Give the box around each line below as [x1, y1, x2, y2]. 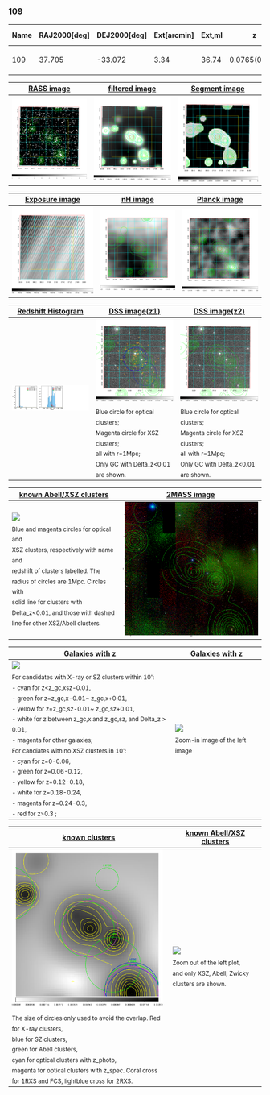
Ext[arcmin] [153, 31, 194, 40]
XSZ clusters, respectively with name [11, 545, 114, 554]
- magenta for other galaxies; [11, 736, 93, 745]
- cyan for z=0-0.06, [11, 757, 71, 765]
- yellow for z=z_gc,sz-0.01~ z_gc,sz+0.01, [11, 705, 135, 713]
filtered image [108, 84, 157, 93]
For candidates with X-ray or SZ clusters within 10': [11, 674, 155, 682]
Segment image [190, 84, 245, 93]
